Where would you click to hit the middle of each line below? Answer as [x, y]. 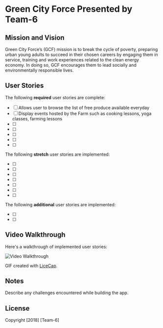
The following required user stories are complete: [55, 97]
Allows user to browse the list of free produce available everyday [84, 108]
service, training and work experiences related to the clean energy [72, 60]
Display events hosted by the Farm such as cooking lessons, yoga [85, 113]
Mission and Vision [35, 38]
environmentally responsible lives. [39, 70]
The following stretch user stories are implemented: [58, 154]
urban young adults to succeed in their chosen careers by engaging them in [81, 55]
